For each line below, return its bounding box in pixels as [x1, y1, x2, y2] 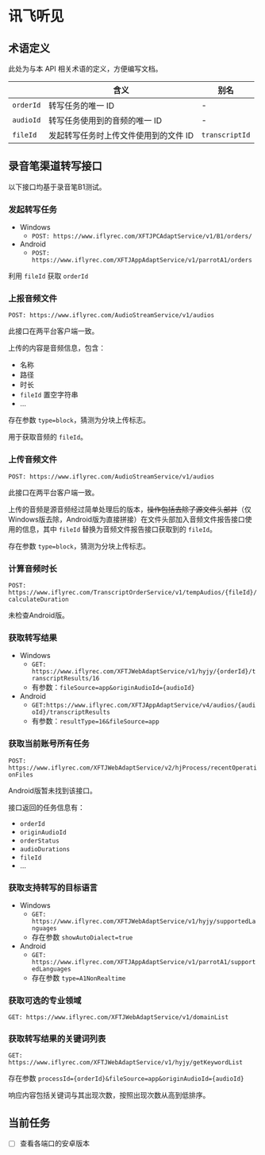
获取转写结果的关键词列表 [8, 1033, 106, 1045]
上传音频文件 [8, 454, 58, 465]
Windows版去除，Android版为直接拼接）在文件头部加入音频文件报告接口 [8, 514, 245, 524]
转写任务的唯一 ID [48, 100, 115, 111]
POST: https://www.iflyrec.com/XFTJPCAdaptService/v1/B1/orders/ [31, 232, 252, 241]
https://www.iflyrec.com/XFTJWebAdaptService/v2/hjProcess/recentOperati [8, 764, 258, 772]
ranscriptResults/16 [31, 675, 100, 683]
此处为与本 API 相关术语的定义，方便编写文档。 [8, 64, 163, 73]
